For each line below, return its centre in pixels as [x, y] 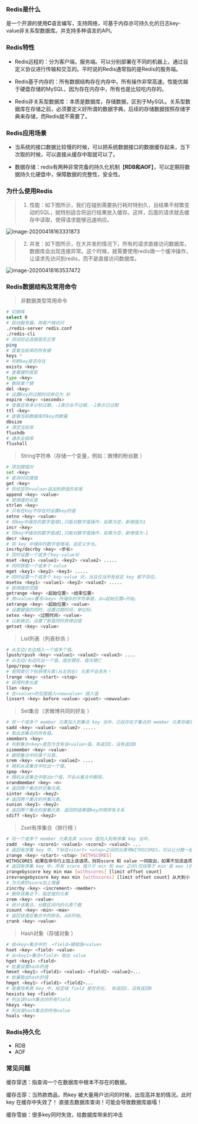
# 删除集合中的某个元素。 [33, 755]
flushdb [16, 433]
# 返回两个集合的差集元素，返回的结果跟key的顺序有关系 [65, 810]
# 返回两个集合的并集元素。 [35, 799]
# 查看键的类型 [22, 373]
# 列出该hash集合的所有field [38, 999]
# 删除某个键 [20, 383]
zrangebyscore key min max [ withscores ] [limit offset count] [84, 872]
